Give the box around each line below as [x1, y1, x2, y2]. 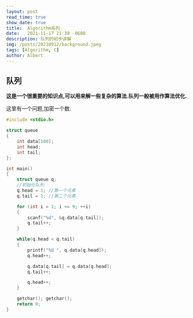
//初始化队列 [17, 182, 44, 188]
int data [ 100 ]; [17, 139, 54, 145]
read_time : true [6, 14, 46, 20]
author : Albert [6, 53, 44, 58]
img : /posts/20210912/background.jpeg [6, 42, 102, 48]
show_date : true [6, 19, 46, 25]
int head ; [17, 144, 41, 150]
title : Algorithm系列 [6, 25, 60, 31]
